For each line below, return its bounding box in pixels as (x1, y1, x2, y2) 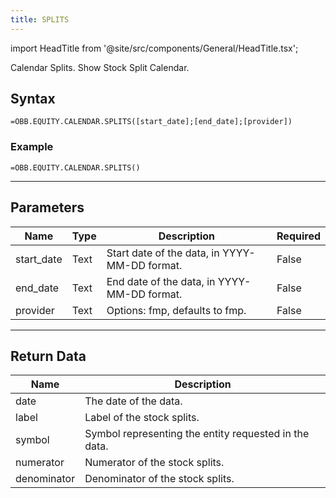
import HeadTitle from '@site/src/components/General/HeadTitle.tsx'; (10, 42, 299, 54)
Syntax (10, 91, 56, 108)
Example (10, 140, 54, 154)
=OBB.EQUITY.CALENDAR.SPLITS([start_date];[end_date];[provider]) (10, 117, 293, 127)
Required (276, 229, 321, 243)
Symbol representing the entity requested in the (84, 427, 310, 441)
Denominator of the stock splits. (84, 472, 235, 486)
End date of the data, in (106, 274, 216, 288)
